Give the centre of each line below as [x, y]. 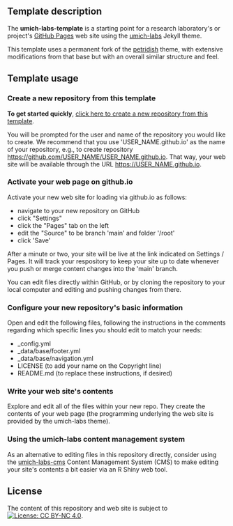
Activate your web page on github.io [70, 182]
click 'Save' [34, 240]
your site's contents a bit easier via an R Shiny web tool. [88, 469]
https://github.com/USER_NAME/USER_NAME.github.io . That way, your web [116, 157]
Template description [55, 11]
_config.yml [34, 343]
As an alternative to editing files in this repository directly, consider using [112, 454]
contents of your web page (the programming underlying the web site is [111, 414]
